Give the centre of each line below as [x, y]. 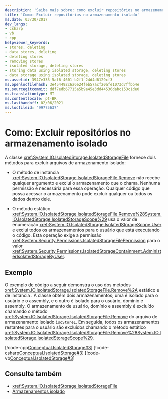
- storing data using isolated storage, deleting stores [66, 71]
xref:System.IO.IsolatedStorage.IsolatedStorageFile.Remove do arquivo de [81, 316]
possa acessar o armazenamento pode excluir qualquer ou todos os [82, 193]
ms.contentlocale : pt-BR [31, 98]
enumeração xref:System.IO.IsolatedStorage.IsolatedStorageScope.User [87, 224]
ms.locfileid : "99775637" [32, 108]
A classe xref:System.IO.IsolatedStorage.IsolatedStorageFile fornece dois [81, 157]
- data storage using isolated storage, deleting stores [66, 75]
